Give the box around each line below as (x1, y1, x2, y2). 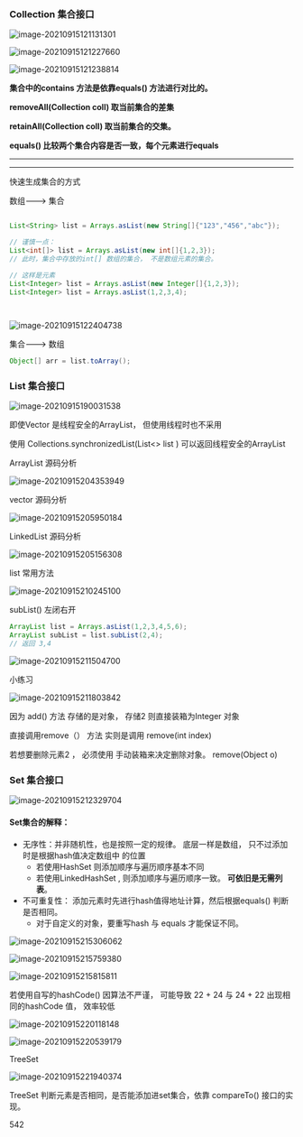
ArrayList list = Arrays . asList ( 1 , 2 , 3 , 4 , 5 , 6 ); (9, 623, 188, 632)
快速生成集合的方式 (9, 176, 81, 187)
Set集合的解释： (9, 817, 70, 827)
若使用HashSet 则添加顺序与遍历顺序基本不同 (35, 861, 205, 872)
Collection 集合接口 (9, 7, 95, 20)
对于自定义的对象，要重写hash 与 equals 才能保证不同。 (35, 918, 243, 929)
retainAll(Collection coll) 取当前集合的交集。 (9, 121, 176, 132)
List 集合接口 (9, 380, 66, 393)
